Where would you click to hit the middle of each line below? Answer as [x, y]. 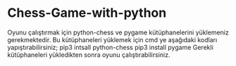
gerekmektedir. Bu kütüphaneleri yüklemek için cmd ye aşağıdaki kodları [112, 39]
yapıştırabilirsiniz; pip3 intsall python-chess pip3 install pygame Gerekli [110, 47]
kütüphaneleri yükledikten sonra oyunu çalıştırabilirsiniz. [89, 55]
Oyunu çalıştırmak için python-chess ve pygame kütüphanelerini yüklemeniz [118, 32]
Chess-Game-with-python [87, 13]
